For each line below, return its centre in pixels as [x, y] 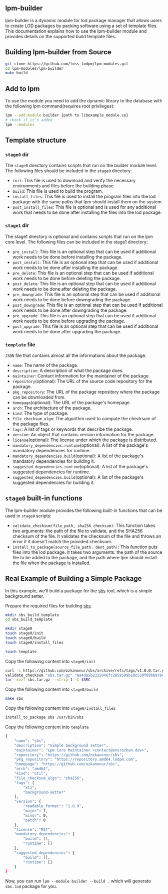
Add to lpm [22, 89]
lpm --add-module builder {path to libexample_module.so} [67, 115]
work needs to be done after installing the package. [65, 268]
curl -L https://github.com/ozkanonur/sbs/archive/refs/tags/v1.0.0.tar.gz [86, 670]
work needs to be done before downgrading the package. [72, 299]
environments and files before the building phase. [63, 186]
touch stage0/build [25, 638]
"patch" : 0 [34, 820]
